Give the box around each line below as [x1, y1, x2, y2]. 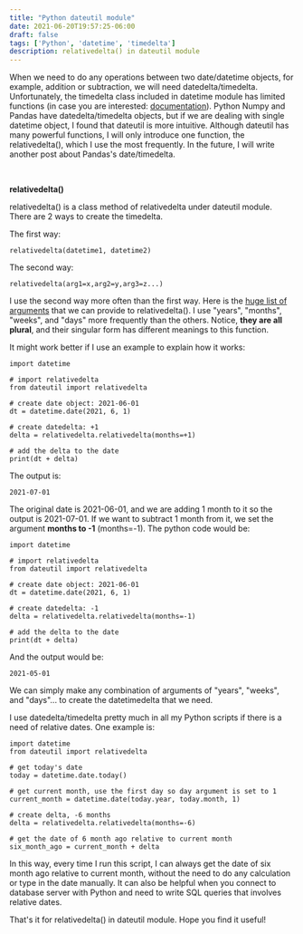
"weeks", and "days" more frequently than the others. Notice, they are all [9, 314, 283, 326]
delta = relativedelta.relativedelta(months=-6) [9, 819, 196, 828]
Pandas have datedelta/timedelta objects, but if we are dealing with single [9, 111, 285, 121]
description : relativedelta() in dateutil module [9, 47, 201, 56]
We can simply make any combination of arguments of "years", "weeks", [9, 685, 279, 696]
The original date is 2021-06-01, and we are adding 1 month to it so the [9, 504, 273, 515]
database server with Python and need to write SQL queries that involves [9, 887, 282, 898]
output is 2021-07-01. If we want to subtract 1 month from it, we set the [9, 514, 274, 525]
